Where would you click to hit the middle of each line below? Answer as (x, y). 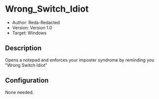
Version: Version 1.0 (32, 27)
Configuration (27, 81)
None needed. (20, 92)
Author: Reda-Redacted (36, 22)
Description (23, 48)
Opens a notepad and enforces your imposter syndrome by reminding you (80, 60)
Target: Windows (29, 33)
